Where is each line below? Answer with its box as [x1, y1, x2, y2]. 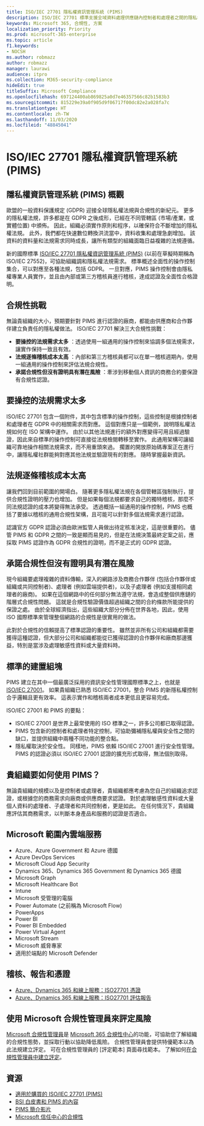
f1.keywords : [6, 43, 39, 49]
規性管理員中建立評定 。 [6, 1054, 65, 1061]
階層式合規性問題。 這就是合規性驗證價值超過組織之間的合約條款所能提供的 [6, 598, 194, 606]
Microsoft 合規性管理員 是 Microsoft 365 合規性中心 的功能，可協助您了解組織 [6, 1030, 197, 1038]
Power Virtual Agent [15, 928, 66, 935]
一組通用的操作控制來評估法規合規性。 [15, 361, 111, 368]
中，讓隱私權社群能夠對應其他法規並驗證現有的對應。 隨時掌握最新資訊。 [6, 451, 189, 458]
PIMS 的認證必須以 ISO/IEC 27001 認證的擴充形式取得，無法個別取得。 [15, 750, 191, 758]
